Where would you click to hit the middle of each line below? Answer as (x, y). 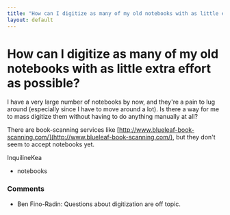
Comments (26, 189)
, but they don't (194, 137)
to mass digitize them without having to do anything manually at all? (103, 117)
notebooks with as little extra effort (109, 68)
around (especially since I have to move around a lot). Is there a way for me (113, 109)
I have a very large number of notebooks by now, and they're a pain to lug (111, 102)
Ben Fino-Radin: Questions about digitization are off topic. (99, 204)
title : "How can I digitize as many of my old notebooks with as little (113, 13)
